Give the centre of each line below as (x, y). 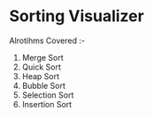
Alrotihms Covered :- (47, 40)
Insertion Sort (47, 104)
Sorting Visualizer (76, 16)
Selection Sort (48, 95)
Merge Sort (42, 57)
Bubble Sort (44, 85)
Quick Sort (42, 67)
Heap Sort (41, 76)
